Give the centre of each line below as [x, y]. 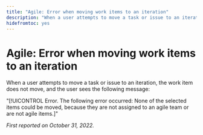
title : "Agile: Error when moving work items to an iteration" [88, 12]
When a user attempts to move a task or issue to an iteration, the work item [100, 83]
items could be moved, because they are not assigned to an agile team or [98, 107]
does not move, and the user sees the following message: [78, 89]
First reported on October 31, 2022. [50, 125]
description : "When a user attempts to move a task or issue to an [93, 18]
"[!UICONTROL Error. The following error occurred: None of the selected [97, 101]
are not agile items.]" [32, 114]
